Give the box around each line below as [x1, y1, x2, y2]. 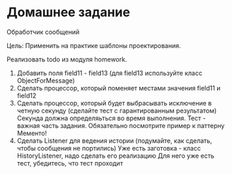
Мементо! [16, 129, 47, 137]
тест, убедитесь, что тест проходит [16, 158, 123, 167]
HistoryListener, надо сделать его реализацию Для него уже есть [16, 151, 215, 160]
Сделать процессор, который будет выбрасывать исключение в [16, 98, 212, 107]
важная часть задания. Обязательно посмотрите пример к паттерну [16, 121, 225, 129]
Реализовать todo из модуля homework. [6, 54, 127, 64]
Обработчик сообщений [6, 28, 80, 36]
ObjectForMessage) [16, 76, 75, 85]
